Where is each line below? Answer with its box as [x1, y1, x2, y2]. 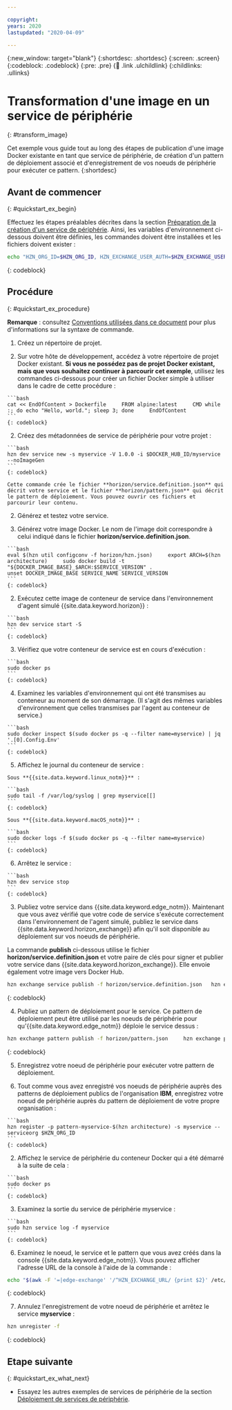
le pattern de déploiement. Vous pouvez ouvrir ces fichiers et [7, 493, 196, 500]
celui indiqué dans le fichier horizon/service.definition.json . [17, 532, 191, 540]
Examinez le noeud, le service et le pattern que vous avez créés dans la [17, 1248, 222, 1257]
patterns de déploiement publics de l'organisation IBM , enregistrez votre [17, 1089, 224, 1098]
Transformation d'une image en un [7, 93, 211, 109]
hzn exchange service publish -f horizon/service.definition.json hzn [7, 981, 221, 988]
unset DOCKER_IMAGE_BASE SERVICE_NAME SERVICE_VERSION [7, 569, 168, 577]
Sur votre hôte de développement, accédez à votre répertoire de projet [17, 352, 219, 360]
